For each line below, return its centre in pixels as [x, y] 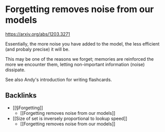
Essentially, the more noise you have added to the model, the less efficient [82, 43]
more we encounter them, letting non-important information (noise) [75, 64]
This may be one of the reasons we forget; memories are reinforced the [79, 59]
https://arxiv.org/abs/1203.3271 [38, 34]
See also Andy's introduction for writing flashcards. [59, 79]
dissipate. [15, 70]
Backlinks [21, 95]
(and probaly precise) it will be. [37, 49]
